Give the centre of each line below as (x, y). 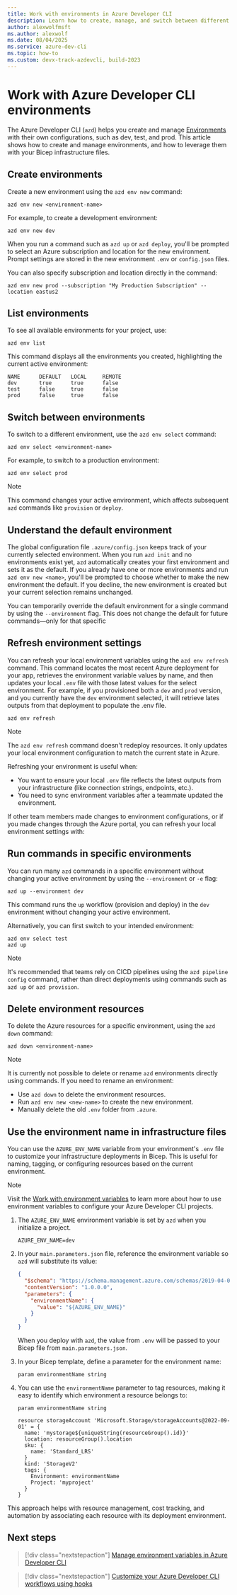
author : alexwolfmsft (39, 27)
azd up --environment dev (45, 891)
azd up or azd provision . (43, 987)
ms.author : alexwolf (38, 34)
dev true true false (63, 383)
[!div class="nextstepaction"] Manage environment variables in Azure (126, 1555)
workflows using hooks (59, 1584)
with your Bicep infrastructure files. (59, 152)
